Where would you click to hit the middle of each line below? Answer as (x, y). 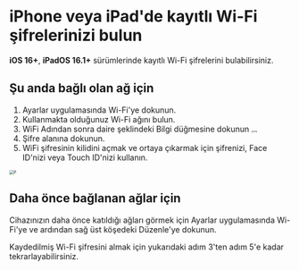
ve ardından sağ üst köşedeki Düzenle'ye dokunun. (123, 229)
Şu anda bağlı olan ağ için (82, 88)
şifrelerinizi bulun (76, 35)
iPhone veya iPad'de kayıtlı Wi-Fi (133, 17)
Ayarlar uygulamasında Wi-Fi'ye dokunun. (99, 110)
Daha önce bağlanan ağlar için (95, 198)
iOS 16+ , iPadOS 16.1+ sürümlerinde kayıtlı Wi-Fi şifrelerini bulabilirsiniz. (141, 60)
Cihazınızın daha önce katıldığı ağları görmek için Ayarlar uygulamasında (142, 220)
